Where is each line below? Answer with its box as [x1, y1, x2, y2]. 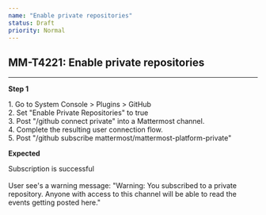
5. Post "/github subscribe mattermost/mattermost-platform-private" [8, 133, 232, 143]
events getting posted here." [8, 198, 101, 207]
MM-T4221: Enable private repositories [8, 56, 205, 69]
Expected [8, 148, 41, 159]
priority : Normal [8, 26, 66, 34]
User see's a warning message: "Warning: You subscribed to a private [8, 181, 237, 190]
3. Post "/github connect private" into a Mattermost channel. [8, 117, 205, 126]
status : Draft [8, 19, 55, 27]
